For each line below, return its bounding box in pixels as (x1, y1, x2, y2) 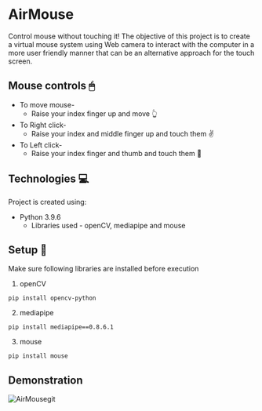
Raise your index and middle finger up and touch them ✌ (31, 129, 214, 138)
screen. (8, 56, 33, 66)
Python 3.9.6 (19, 212, 61, 221)
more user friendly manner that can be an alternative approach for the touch (8, 48, 255, 57)
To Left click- (19, 140, 63, 150)
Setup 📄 (8, 243, 48, 256)
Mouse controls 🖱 (8, 79, 96, 93)
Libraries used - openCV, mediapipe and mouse (31, 220, 186, 230)
